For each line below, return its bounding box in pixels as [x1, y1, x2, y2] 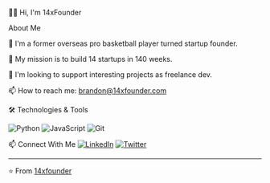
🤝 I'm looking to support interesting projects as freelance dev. [8, 70, 213, 79]
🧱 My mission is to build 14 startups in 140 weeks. [8, 55, 173, 63]
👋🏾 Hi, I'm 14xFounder [8, 8, 82, 17]
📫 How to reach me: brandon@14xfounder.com [8, 86, 167, 96]
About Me [8, 23, 42, 32]
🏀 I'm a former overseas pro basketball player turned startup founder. [8, 39, 239, 48]
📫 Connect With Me [8, 140, 76, 148]
